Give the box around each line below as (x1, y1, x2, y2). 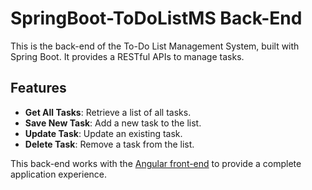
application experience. (10, 168, 108, 180)
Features (10, 80, 67, 97)
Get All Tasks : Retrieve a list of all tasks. (24, 106, 192, 118)
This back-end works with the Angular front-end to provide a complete (10, 157, 302, 169)
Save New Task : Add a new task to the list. (24, 117, 202, 129)
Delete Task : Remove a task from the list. (24, 138, 195, 150)
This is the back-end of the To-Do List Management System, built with (10, 40, 300, 52)
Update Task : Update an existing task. (24, 127, 183, 139)
